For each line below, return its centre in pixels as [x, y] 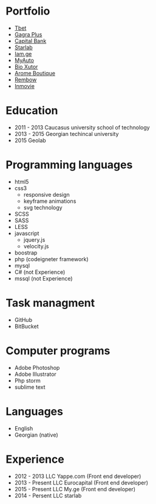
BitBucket [26, 326]
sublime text [30, 387]
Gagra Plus [28, 34]
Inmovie [24, 86]
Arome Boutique [35, 73]
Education [32, 111]
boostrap [26, 253]
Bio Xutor [26, 66]
